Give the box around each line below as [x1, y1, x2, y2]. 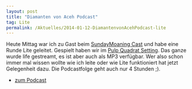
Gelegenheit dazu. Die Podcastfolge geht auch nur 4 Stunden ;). [6, 65, 161, 73]
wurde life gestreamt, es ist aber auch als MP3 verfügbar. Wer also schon [6, 53, 183, 60]
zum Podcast [14, 77, 47, 84]
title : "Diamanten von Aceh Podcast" [6, 14, 98, 20]
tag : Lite [6, 19, 30, 25]
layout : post [6, 8, 38, 15]
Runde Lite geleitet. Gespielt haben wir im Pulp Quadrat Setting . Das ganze [6, 47, 187, 54]
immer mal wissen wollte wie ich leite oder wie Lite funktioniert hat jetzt [6, 59, 179, 66]
